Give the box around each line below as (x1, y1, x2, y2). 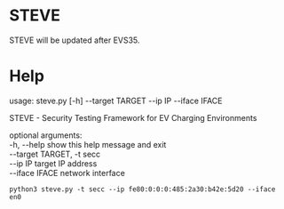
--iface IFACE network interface (9, 167, 126, 178)
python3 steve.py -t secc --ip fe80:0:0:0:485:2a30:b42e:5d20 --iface (9, 184, 276, 194)
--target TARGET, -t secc (9, 149, 101, 159)
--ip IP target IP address (9, 157, 98, 169)
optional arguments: (9, 130, 83, 141)
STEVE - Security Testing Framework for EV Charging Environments (9, 112, 257, 123)
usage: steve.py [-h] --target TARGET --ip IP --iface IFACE (9, 95, 223, 106)
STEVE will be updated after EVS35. (9, 35, 140, 45)
